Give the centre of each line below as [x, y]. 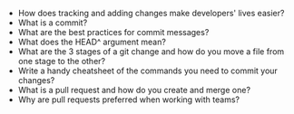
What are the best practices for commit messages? [113, 32]
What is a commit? [53, 23]
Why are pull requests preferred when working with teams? [129, 100]
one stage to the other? [62, 61]
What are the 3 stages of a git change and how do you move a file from [151, 52]
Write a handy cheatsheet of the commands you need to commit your [148, 71]
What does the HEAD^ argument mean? [92, 42]
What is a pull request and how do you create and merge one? [134, 90]
